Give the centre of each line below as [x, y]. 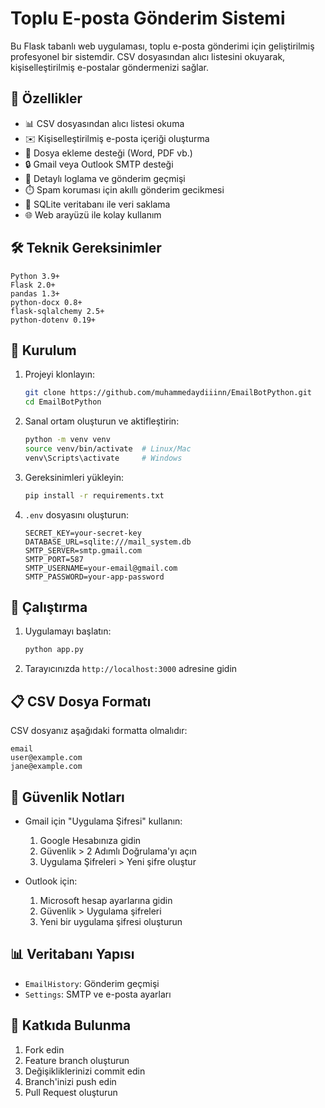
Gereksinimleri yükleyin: [74, 477]
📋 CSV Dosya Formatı [81, 701]
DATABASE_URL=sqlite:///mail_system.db [108, 542]
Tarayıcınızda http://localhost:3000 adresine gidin [131, 669]
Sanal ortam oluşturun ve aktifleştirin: [102, 421]
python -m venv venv [67, 440]
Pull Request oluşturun [71, 1092]
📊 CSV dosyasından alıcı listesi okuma [104, 123]
